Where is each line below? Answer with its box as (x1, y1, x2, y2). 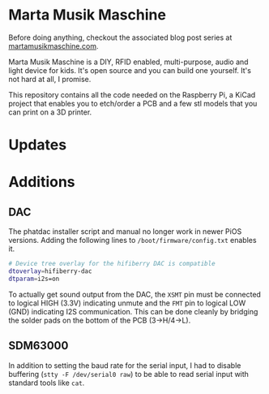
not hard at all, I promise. (8, 74, 92, 84)
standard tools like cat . (8, 378, 85, 388)
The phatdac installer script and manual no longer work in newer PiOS (8, 227, 242, 236)
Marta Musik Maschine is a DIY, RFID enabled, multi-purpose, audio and (8, 57, 249, 67)
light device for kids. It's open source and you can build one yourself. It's (8, 65, 251, 75)
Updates (8, 136, 67, 154)
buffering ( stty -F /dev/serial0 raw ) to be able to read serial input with (8, 369, 250, 379)
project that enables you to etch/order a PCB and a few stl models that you (8, 98, 258, 108)
